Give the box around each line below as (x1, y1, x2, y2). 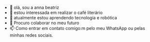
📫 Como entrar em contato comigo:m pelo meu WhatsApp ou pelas (9, 26, 145, 31)
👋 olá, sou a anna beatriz (9, 5, 60, 10)
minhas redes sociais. (9, 32, 53, 38)
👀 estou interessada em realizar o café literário (9, 10, 103, 15)
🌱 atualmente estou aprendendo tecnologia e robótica (9, 15, 117, 20)
